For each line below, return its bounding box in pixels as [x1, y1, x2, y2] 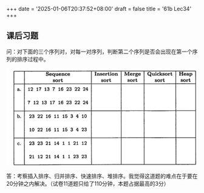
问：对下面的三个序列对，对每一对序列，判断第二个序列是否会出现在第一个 [6, 48, 192, 55]
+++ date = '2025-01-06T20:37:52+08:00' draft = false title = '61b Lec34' [6, 5, 192, 12]
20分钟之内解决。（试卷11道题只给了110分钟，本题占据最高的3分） [6, 180, 169, 188]
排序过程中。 [16, 55, 49, 63]
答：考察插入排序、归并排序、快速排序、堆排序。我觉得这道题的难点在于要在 [6, 172, 198, 180]
